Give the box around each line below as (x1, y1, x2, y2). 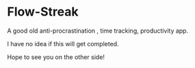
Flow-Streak (7, 4, 79, 20)
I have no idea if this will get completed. (7, 39, 119, 48)
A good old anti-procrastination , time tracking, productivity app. (7, 27, 189, 35)
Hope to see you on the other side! (7, 52, 105, 61)
